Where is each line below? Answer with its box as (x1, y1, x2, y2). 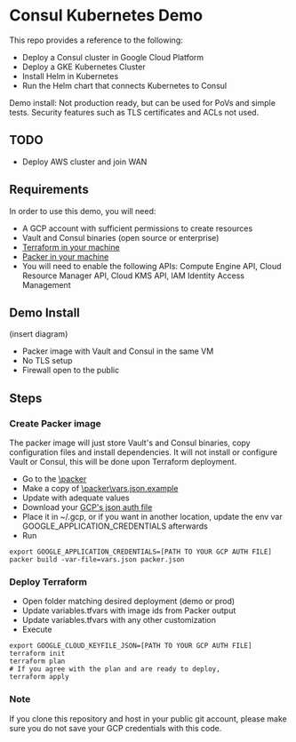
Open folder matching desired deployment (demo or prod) (21, 596, 236, 607)
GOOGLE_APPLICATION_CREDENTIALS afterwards (21, 521, 209, 531)
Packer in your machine (21, 251, 109, 262)
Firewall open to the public (21, 365, 120, 376)
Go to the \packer (21, 474, 87, 484)
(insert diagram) (9, 329, 68, 339)
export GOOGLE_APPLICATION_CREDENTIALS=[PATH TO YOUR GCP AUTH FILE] (9, 547, 273, 556)
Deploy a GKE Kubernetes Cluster (21, 61, 146, 72)
